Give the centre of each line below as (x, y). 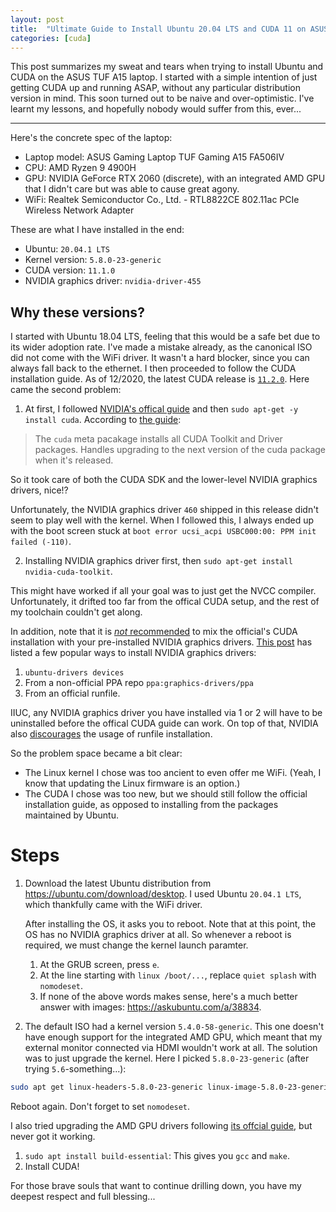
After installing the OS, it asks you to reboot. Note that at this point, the (170, 924)
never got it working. (53, 1136)
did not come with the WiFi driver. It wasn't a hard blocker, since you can (160, 358)
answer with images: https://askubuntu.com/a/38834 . (150, 1007)
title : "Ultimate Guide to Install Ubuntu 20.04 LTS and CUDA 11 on (158, 29)
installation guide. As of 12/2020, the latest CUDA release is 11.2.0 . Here (160, 379)
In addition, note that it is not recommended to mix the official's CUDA (154, 632)
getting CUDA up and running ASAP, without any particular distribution (155, 88)
